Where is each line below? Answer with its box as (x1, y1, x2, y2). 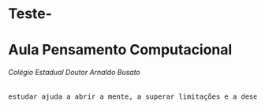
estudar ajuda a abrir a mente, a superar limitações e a (8, 92, 237, 101)
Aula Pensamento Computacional (8, 41, 233, 59)
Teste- (8, 5, 53, 23)
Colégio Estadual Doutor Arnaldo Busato (8, 67, 140, 77)
